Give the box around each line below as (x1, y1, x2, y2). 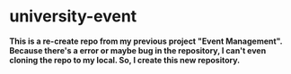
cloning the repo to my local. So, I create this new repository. (9, 54, 241, 65)
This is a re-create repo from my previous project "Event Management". (9, 36, 283, 46)
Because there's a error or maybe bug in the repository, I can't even (9, 45, 267, 55)
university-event (9, 6, 137, 27)
